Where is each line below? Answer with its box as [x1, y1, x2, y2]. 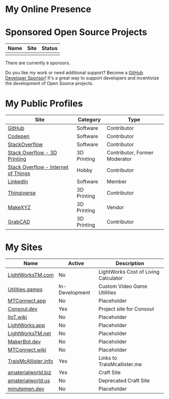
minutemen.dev [8, 385, 45, 392]
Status [41, 45, 58, 52]
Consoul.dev [8, 305, 38, 312]
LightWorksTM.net [8, 330, 51, 337]
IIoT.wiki [8, 313, 28, 321]
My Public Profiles [5, 98, 83, 109]
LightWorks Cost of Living [98, 268, 160, 275]
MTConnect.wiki [8, 346, 47, 353]
